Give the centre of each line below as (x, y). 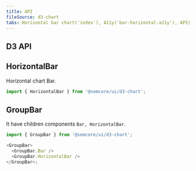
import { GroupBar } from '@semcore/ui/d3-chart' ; (69, 135)
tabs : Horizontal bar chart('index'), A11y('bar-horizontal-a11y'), (92, 22)
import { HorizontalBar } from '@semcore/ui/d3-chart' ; (76, 91)
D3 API (19, 46)
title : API (19, 11)
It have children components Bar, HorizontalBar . (66, 124)
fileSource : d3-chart (33, 17)
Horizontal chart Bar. (31, 81)
